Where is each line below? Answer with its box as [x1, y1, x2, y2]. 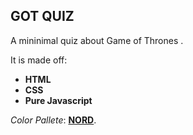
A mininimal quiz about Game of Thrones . [10, 34, 184, 46]
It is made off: [10, 54, 68, 66]
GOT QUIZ [10, 8, 75, 25]
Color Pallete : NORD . [10, 114, 97, 126]
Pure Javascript [24, 94, 93, 106]
